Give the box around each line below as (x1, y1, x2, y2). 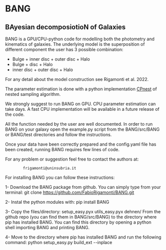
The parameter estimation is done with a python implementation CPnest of (5, 86, 157, 92)
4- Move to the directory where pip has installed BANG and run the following (5, 234, 162, 240)
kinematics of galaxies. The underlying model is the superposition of (5, 41, 145, 47)
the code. (5, 111, 25, 117)
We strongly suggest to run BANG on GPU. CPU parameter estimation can (5, 101, 156, 107)
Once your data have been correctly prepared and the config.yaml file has (5, 141, 157, 147)
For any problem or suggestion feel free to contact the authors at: (5, 156, 139, 162)
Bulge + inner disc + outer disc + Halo (12, 56, 90, 62)
